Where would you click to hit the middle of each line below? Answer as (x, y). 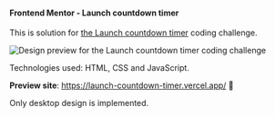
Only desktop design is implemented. (79, 103)
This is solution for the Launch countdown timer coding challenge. (133, 33)
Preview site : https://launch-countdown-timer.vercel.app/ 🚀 (122, 85)
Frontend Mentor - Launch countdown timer (94, 13)
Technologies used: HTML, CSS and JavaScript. (99, 68)
